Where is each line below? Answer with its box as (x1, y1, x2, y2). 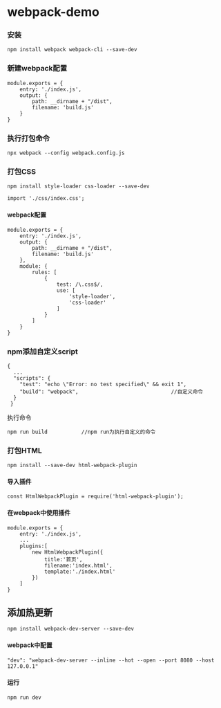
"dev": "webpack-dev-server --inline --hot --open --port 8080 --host (7, 657, 215, 664)
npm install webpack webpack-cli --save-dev (7, 46, 137, 53)
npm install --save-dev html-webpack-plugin (7, 462, 137, 469)
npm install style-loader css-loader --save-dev (7, 183, 150, 190)
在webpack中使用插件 (7, 508, 71, 516)
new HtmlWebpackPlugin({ (32, 548, 104, 556)
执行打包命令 (7, 133, 50, 143)
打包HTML (7, 446, 43, 455)
